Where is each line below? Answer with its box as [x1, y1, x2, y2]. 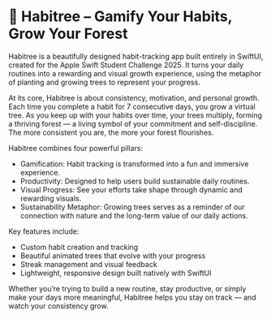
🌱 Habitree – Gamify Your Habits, [8, 7, 233, 26]
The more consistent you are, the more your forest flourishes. [8, 127, 214, 137]
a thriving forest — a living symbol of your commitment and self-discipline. [8, 119, 258, 128]
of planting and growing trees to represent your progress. [8, 77, 200, 87]
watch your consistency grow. [8, 300, 109, 311]
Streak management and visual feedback [19, 259, 158, 269]
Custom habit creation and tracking [19, 242, 139, 252]
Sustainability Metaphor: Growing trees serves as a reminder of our [19, 202, 245, 212]
